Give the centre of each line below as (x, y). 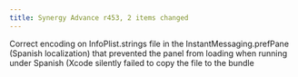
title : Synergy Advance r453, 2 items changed (99, 18)
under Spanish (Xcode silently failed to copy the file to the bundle (132, 63)
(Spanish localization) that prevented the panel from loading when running (149, 53)
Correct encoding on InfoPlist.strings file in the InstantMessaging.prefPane (149, 43)
